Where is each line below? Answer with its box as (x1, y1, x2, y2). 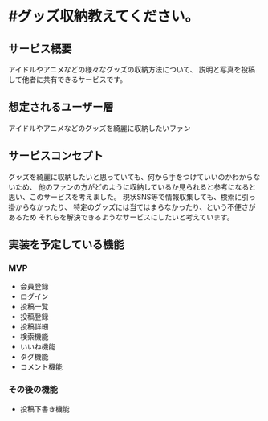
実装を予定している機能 (8, 238, 124, 251)
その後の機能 (8, 384, 59, 395)
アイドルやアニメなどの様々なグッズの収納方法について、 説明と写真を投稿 (8, 65, 255, 74)
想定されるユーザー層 (8, 100, 114, 114)
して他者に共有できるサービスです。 (8, 75, 127, 84)
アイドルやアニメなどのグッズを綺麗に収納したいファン (8, 123, 191, 133)
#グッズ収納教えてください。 (8, 7, 199, 26)
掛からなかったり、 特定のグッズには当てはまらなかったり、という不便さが (8, 202, 256, 211)
